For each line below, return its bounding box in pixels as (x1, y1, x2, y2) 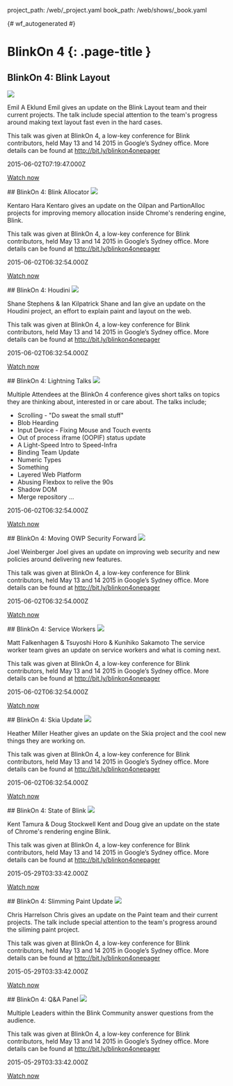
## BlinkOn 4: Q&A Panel (7, 995, 79, 1004)
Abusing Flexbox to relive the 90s (17, 478, 113, 486)
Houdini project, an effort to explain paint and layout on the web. (7, 307, 192, 315)
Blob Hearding (17, 419, 59, 426)
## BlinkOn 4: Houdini (7, 286, 71, 294)
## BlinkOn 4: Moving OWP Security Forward (7, 534, 137, 542)
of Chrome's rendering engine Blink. (7, 827, 111, 835)
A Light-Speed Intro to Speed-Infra (17, 441, 118, 449)
